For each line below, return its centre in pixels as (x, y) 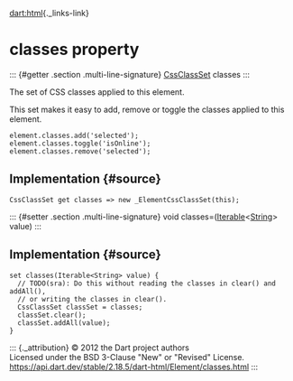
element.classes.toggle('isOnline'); (80, 144)
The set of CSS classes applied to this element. (97, 92)
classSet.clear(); (52, 315)
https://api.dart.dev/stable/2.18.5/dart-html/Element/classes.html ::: (134, 367)
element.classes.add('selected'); (74, 135)
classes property (74, 50)
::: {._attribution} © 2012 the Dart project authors (99, 348)
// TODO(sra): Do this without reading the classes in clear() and (147, 283)
